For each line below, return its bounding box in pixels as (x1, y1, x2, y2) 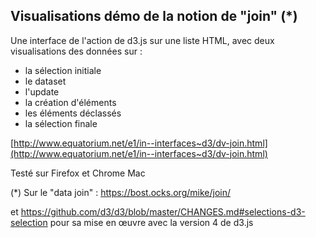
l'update (24, 85, 60, 98)
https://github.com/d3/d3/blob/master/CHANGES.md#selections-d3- (20, 205, 306, 218)
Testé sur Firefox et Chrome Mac (10, 167, 146, 179)
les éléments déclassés (24, 107, 122, 119)
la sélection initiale (24, 64, 102, 76)
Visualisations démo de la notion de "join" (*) (10, 8, 298, 25)
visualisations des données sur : (10, 45, 143, 57)
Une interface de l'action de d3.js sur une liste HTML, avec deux (10, 34, 275, 46)
